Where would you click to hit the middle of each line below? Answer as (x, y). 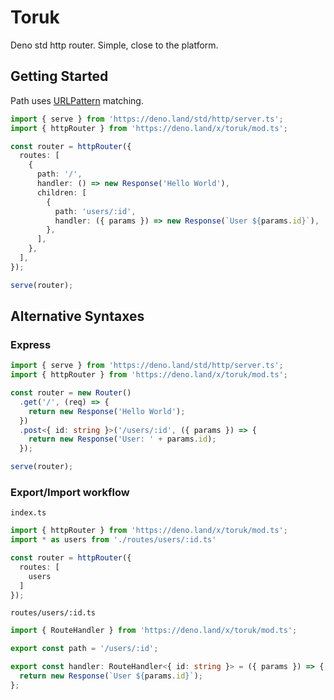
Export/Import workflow (70, 492)
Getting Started (59, 76)
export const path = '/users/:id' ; (84, 649)
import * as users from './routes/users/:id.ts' (113, 540)
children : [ (61, 192)
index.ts (28, 513)
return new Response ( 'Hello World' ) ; (107, 411)
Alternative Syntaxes (77, 316)
